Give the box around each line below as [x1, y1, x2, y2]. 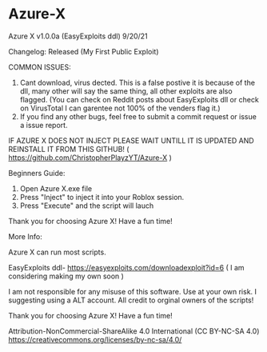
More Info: [8, 231, 42, 241]
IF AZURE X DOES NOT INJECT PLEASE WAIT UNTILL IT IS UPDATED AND [8, 135, 254, 145]
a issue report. [19, 120, 68, 130]
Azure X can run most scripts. [8, 247, 106, 257]
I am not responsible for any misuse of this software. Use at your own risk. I [8, 286, 257, 296]
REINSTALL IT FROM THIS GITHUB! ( [8, 144, 130, 154]
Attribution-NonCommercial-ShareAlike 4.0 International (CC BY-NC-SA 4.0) [8, 326, 260, 336]
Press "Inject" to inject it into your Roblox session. [19, 192, 185, 202]
